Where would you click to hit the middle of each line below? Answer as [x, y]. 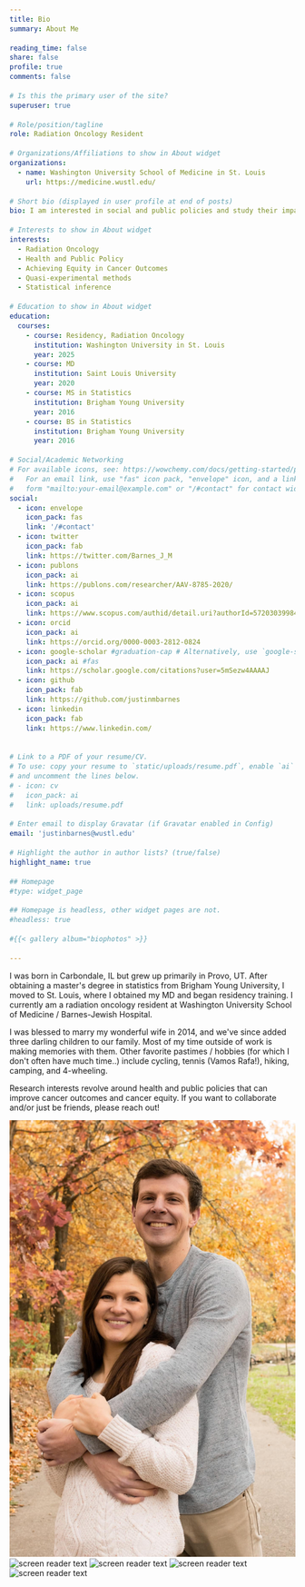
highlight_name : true [50, 862]
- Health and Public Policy [71, 259]
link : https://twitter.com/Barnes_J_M [99, 555]
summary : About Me [44, 29]
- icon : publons [48, 565]
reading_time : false [49, 48]
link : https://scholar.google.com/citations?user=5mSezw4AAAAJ [148, 671]
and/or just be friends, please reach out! [85, 1107]
